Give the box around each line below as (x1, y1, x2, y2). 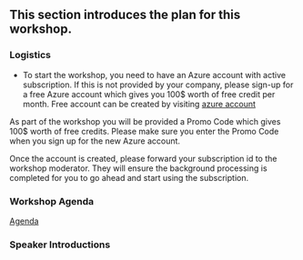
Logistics (9, 49, 52, 62)
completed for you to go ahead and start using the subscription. (9, 172, 249, 183)
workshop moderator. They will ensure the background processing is (9, 163, 268, 174)
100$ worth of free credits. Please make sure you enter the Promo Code (9, 125, 279, 136)
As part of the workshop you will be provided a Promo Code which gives (9, 115, 281, 126)
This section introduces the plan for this (9, 7, 241, 23)
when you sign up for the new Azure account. (9, 135, 180, 146)
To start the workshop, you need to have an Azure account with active (22, 69, 287, 80)
